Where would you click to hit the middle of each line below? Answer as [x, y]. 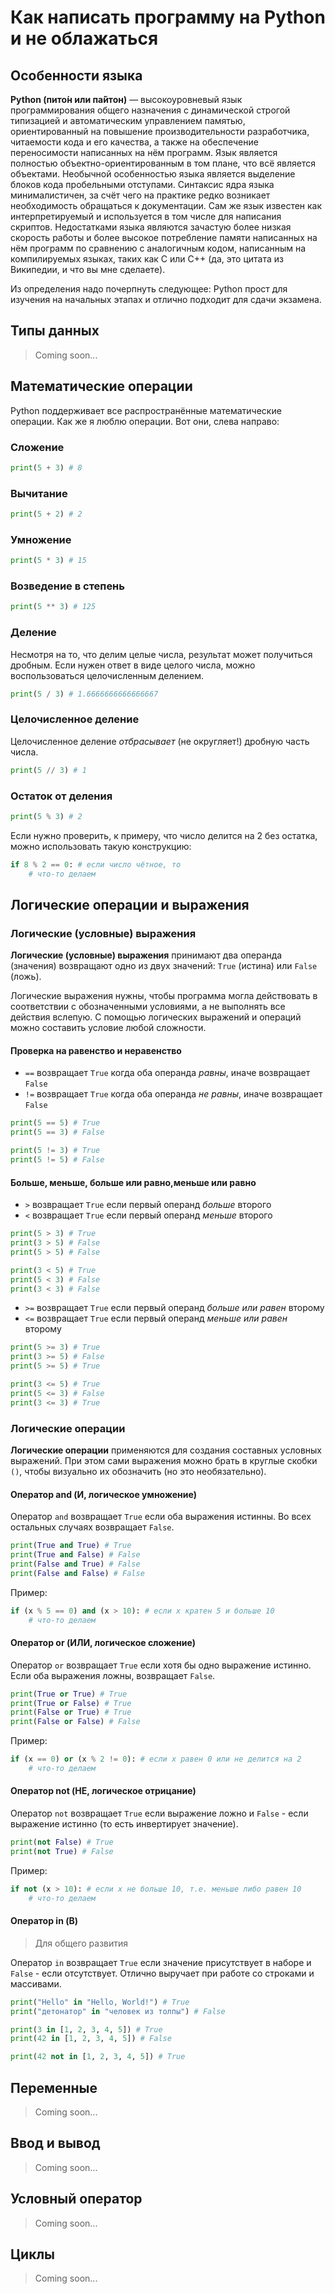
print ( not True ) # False [62, 1851]
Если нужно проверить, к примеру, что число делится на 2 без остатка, [164, 835]
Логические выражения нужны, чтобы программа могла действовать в [164, 996]
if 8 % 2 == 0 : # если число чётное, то [96, 864]
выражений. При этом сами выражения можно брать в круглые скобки [164, 1460]
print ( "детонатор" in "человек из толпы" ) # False [118, 2011]
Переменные [54, 2087]
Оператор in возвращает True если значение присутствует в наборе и [161, 1962]
